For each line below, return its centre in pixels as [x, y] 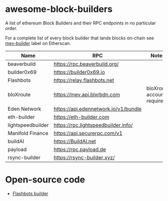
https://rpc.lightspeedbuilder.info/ [93, 125]
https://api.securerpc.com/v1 [88, 133]
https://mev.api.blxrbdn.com [86, 94]
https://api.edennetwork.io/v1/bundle [97, 109]
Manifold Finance [28, 133]
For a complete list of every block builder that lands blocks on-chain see [79, 38]
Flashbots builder [30, 194]
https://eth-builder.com [81, 117]
